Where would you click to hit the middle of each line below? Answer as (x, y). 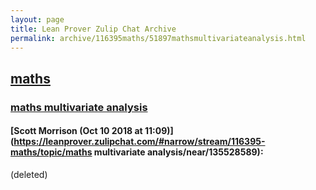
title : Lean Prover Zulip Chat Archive (93, 29)
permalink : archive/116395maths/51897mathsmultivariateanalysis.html (158, 38)
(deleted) (29, 174)
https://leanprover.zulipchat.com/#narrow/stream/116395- (139, 142)
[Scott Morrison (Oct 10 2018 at (76, 131)
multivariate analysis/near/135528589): (178, 152)
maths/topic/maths (51, 152)
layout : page (37, 19)
